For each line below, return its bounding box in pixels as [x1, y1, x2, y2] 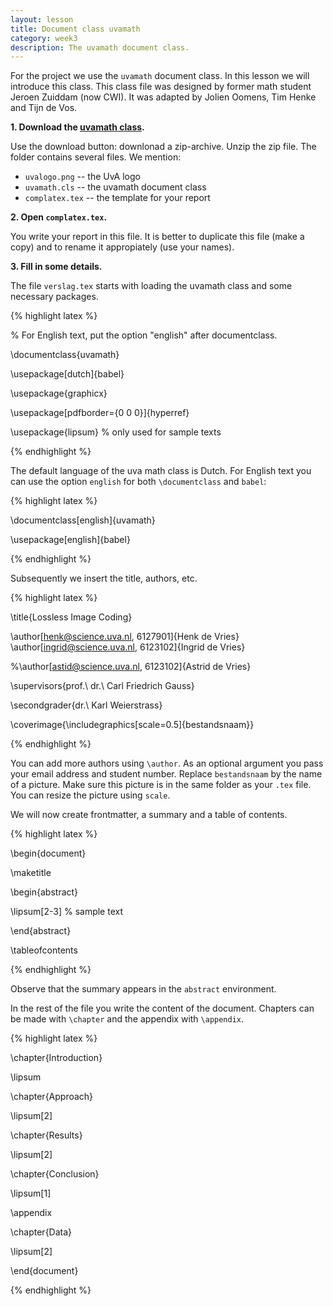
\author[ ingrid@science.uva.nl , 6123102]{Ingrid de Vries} [10, 641, 246, 653]
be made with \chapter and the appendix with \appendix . [10, 1013, 245, 1025]
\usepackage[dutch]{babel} [10, 368, 125, 380]
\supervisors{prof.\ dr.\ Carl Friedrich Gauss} [10, 680, 195, 692]
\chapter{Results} [10, 1129, 83, 1141]
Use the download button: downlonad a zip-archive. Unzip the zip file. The [10, 141, 317, 153]
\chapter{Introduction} [10, 1052, 103, 1064]
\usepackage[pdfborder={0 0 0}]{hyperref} [10, 407, 190, 419]
